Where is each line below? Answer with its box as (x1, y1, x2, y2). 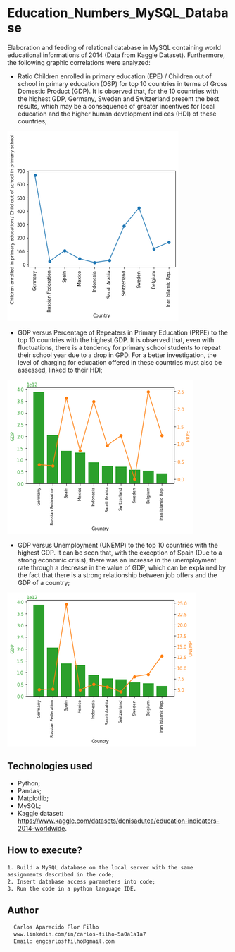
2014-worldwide (17, 824, 65, 832)
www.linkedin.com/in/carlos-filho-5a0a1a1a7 (13, 931, 146, 938)
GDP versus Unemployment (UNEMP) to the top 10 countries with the (17, 541, 218, 549)
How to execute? (7, 845, 82, 857)
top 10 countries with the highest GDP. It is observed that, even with (17, 335, 215, 344)
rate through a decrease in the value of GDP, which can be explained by (17, 563, 227, 572)
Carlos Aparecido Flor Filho (13, 924, 99, 931)
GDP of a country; (17, 578, 70, 586)
